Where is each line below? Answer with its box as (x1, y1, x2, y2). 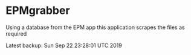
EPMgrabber (5, 4, 70, 18)
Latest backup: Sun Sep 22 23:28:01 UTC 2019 (5, 42, 122, 49)
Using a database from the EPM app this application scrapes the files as (5, 24, 185, 31)
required (5, 30, 27, 37)
